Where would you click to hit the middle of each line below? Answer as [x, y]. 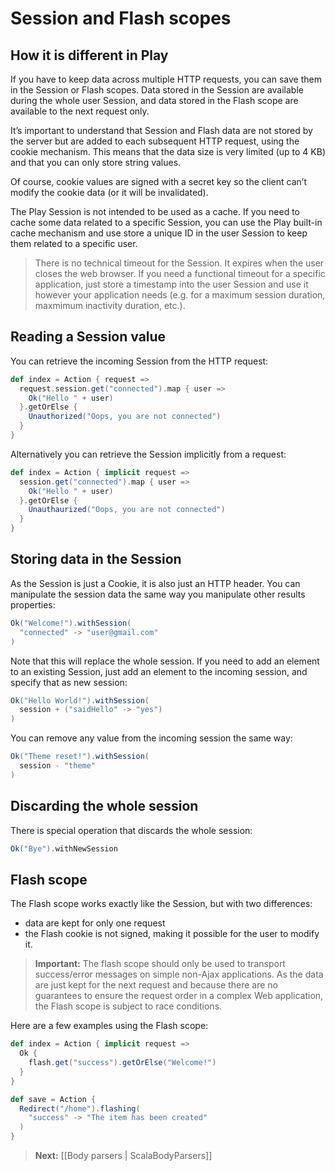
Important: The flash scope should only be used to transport [160, 964]
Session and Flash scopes [121, 18]
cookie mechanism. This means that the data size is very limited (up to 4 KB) [168, 151]
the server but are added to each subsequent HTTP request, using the [155, 141]
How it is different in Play [89, 55]
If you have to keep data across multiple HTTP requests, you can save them [166, 79]
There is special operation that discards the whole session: [131, 830]
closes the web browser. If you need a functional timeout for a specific [180, 273]
